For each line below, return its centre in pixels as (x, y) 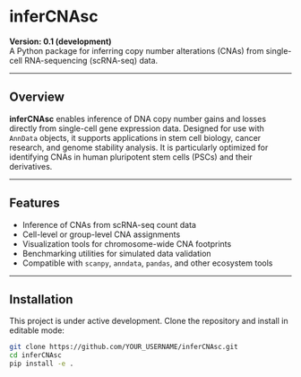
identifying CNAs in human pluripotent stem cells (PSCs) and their (131, 157)
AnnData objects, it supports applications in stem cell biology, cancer (135, 137)
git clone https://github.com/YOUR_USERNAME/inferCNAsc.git (124, 347)
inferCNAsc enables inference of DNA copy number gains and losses (138, 118)
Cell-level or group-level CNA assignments (101, 234)
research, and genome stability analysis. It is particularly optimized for (139, 147)
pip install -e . (42, 364)
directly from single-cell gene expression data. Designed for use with (137, 128)
